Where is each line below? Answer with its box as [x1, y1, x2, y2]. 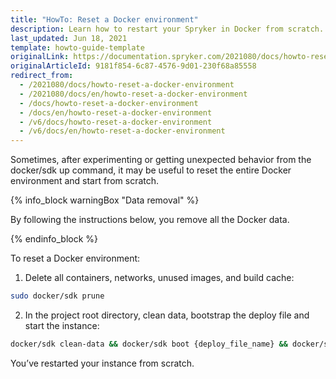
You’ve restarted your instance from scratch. [10, 357, 195, 369]
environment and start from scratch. [10, 175, 160, 187]
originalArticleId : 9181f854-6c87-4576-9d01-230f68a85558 [10, 61, 257, 71]
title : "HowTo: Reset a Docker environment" [10, 14, 199, 25]
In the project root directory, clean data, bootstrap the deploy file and [24, 309, 310, 321]
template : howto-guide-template [10, 42, 145, 53]
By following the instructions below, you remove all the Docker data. [10, 214, 290, 226]
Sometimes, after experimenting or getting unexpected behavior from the [10, 154, 312, 166]
